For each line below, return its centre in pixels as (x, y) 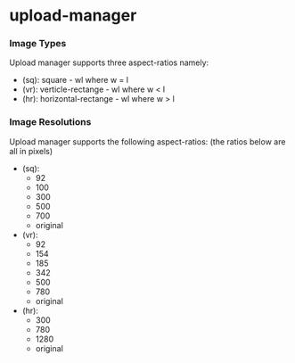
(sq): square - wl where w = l (75, 80)
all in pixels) (31, 151)
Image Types (38, 44)
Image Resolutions (50, 122)
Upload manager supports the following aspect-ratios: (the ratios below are (147, 141)
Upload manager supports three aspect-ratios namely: (109, 62)
